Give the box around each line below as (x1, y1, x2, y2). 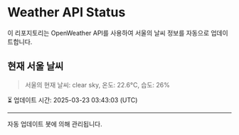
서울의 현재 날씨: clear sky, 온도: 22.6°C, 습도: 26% (24, 80, 171, 89)
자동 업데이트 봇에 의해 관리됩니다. (7, 119, 102, 128)
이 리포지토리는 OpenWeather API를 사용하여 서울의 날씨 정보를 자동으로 (7, 28, 210, 37)
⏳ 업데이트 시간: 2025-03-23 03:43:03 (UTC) (7, 95, 138, 104)
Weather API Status (7, 4, 126, 21)
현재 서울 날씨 (7, 60, 64, 72)
